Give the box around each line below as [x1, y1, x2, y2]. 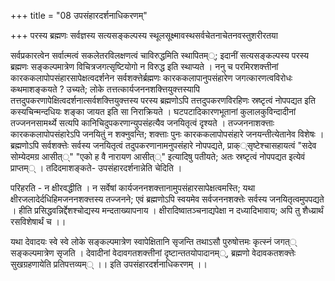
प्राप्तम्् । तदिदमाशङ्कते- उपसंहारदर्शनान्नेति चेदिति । [10, 162, 183, 174]
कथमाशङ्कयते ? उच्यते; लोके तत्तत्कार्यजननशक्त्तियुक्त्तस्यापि [10, 83, 200, 95]
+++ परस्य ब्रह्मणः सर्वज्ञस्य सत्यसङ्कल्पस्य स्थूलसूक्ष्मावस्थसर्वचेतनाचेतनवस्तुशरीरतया [10, 30, 278, 41]
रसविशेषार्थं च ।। [10, 216, 67, 227]
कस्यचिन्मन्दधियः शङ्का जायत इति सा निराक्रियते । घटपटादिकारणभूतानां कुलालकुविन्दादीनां [10, 106, 297, 117]
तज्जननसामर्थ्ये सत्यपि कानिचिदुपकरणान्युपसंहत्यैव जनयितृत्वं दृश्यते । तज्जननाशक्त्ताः [10, 117, 275, 129]
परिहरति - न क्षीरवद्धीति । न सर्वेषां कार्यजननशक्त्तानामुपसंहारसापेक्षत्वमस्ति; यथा [10, 182, 256, 194]
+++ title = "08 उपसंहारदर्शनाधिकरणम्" [10, 10, 148, 21]
